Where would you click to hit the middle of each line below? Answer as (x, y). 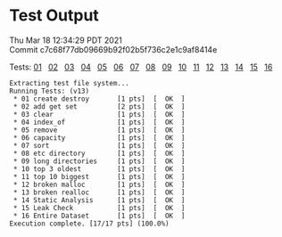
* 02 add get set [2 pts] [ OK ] (99, 106)
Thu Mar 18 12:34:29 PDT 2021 (66, 40)
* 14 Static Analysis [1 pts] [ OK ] (99, 200)
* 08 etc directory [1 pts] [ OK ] (99, 153)
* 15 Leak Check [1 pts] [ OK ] (99, 208)
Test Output (54, 16)
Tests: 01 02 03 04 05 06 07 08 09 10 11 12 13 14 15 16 (141, 67)
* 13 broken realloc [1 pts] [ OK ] (99, 192)
